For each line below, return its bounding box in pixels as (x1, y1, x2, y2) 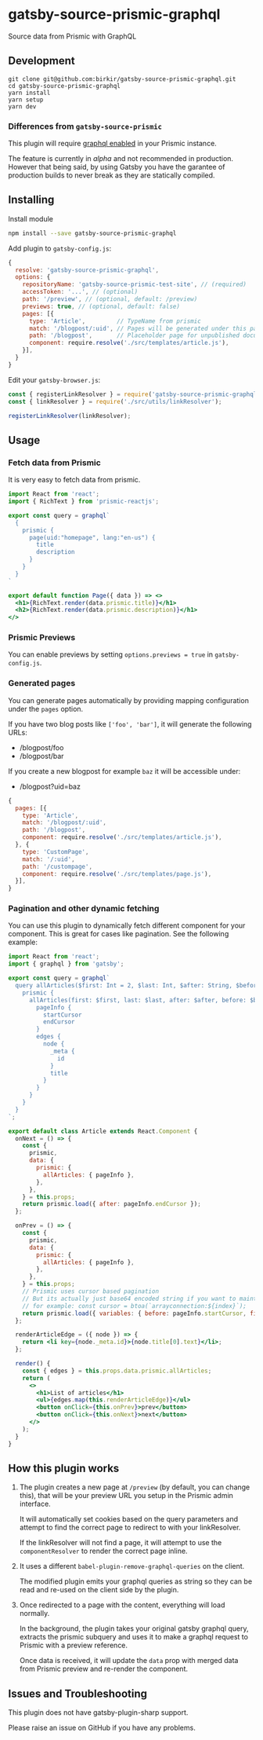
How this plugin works (8, 1461, 120, 1474)
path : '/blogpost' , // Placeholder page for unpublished (28, 332, 240, 339)
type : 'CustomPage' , (22, 848, 89, 855)
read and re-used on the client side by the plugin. (19, 1585, 179, 1595)
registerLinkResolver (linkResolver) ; (8, 412, 131, 419)
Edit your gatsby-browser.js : (8, 375, 101, 384)
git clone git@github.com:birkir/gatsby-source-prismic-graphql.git (8, 75, 236, 83)
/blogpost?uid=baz (19, 782, 81, 791)
